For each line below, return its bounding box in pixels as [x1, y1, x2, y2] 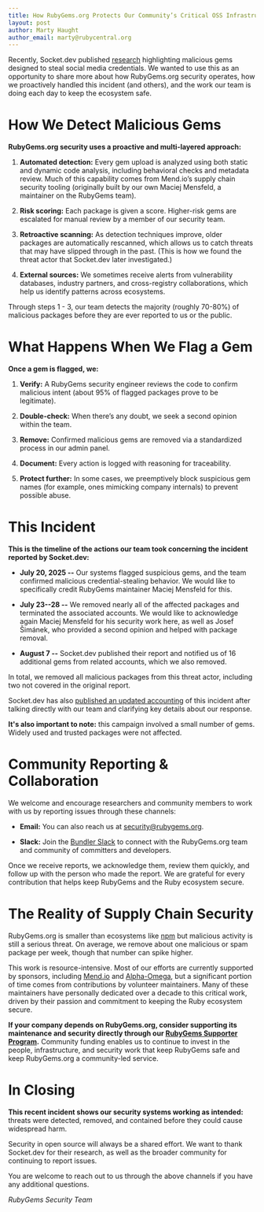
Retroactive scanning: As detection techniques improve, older [19, 230, 222, 239]
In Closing [8, 1081, 75, 1099]
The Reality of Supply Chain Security [8, 905, 254, 923]
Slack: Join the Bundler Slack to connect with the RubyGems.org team [19, 837, 248, 847]
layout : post [8, 19, 51, 27]
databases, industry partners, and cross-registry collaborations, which [19, 279, 248, 288]
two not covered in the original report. [8, 680, 131, 690]
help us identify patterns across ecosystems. [19, 287, 166, 296]
